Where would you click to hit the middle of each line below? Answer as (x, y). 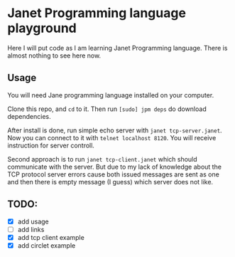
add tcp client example (51, 237)
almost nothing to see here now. (54, 56)
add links (31, 229)
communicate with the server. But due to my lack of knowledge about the (115, 167)
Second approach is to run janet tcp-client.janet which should (102, 159)
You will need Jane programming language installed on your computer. (111, 95)
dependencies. (29, 116)
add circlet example (47, 245)
